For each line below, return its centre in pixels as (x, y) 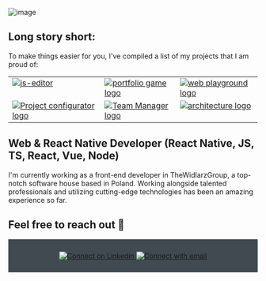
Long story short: (52, 37)
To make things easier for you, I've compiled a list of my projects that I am (129, 56)
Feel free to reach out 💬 (66, 225)
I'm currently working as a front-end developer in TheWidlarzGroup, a (122, 174)
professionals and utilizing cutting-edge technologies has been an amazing (131, 191)
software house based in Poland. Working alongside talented (128, 183)
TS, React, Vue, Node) (64, 156)
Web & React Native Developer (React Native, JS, (131, 143)
